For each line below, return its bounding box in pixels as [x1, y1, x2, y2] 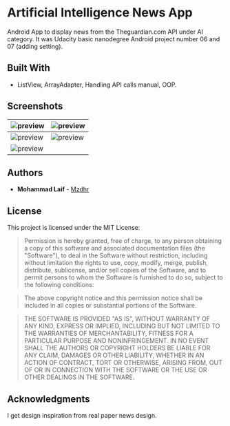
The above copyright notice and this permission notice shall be [23, 294, 203, 302]
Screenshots [7, 100, 63, 112]
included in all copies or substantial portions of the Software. [23, 301, 197, 310]
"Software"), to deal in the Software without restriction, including [23, 251, 208, 259]
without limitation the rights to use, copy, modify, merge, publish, [23, 259, 209, 267]
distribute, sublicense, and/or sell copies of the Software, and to [23, 266, 207, 275]
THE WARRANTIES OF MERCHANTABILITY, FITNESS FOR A [23, 329, 194, 338]
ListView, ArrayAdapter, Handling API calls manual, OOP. [17, 81, 177, 89]
